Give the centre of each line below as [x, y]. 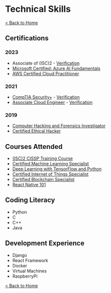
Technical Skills [38, 9]
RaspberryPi [25, 276]
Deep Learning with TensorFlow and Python [57, 169]
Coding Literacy [30, 200]
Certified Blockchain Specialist [43, 180]
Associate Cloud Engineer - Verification [52, 102]
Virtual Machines [29, 271]
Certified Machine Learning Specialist [51, 164]
